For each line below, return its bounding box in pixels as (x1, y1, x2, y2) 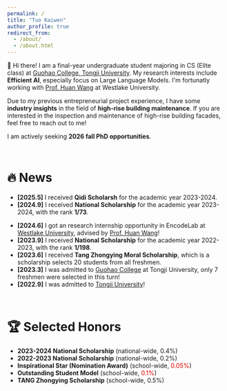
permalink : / (7, 10, 45, 17)
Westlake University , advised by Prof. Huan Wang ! (17, 228, 160, 237)
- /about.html (13, 42, 54, 49)
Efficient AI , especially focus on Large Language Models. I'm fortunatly (7, 76, 210, 84)
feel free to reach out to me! (7, 119, 87, 127)
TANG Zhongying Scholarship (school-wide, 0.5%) (17, 376, 164, 384)
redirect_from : (7, 29, 51, 37)
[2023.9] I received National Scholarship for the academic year (17, 236, 200, 244)
